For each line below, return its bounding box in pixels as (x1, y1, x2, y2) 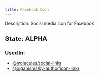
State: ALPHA (5, 35, 48, 43)
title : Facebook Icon (5, 7, 49, 12)
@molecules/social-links (12, 60, 62, 66)
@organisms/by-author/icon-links (12, 65, 80, 71)
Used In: (5, 49, 25, 56)
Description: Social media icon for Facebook (5, 20, 94, 26)
